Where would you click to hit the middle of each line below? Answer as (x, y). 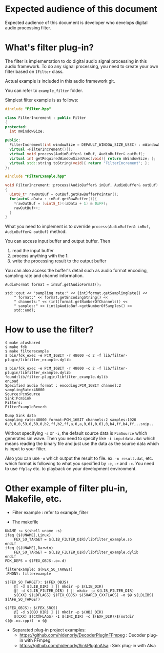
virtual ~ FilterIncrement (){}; (41, 149)
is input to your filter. (26, 449)
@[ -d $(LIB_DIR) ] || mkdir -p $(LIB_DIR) (59, 587)
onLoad (12, 381)
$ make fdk (16, 347)
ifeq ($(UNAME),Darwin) (29, 548)
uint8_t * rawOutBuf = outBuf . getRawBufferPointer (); (64, 194)
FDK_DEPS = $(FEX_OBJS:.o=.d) (36, 561)
